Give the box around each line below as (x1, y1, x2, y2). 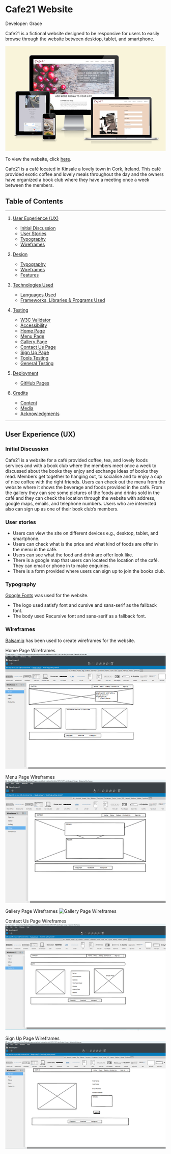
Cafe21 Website (5, 4, 73, 15)
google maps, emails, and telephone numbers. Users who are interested (5, 500, 157, 506)
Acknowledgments (20, 411, 60, 417)
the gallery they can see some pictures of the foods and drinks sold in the (5, 490, 160, 496)
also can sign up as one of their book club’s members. (5, 506, 119, 512)
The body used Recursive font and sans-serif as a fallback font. (12, 613, 147, 619)
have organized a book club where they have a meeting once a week (5, 177, 150, 183)
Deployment (12, 370, 39, 376)
